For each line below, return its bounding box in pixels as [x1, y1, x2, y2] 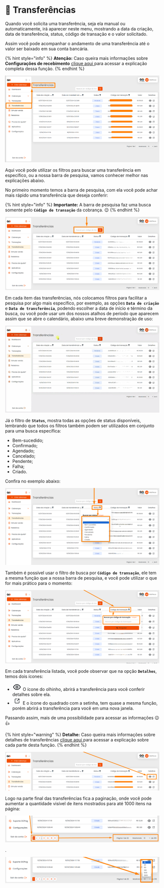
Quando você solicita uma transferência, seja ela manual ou [5, 21, 126, 26]
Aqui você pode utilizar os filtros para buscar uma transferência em [5, 167, 141, 173]
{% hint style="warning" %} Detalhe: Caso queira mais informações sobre [5, 732, 156, 737]
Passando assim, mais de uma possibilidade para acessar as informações [5, 714, 154, 720]
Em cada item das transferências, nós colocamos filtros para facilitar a [5, 295, 147, 301]
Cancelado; [12, 453, 36, 459]
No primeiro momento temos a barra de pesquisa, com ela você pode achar [5, 187, 158, 193]
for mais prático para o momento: [5, 580, 72, 586]
